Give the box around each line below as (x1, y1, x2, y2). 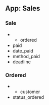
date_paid (12, 47, 34, 54)
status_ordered (12, 94, 44, 100)
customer (20, 89, 40, 95)
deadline (12, 59, 31, 65)
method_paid (12, 53, 40, 59)
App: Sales (5, 4, 40, 13)
